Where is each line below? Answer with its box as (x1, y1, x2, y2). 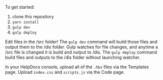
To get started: (5, 4, 35, 10)
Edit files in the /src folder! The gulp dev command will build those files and (5, 39, 158, 45)
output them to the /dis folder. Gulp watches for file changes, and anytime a (5, 44, 158, 50)
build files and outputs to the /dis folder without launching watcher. (5, 54, 141, 60)
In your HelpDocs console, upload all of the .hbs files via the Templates (5, 64, 149, 70)
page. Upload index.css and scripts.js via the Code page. (5, 69, 125, 75)
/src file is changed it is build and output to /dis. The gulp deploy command (5, 49, 157, 55)
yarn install (12, 20, 39, 25)
